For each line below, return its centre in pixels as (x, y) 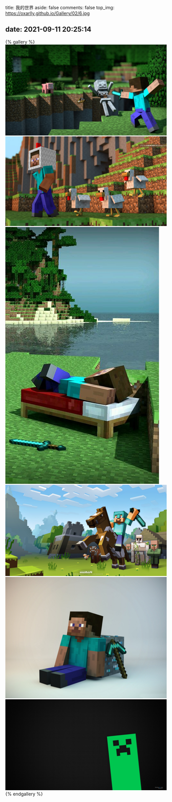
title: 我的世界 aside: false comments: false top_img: (60, 7)
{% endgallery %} (24, 794)
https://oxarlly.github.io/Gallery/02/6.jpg (48, 13)
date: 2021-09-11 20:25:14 (48, 30)
